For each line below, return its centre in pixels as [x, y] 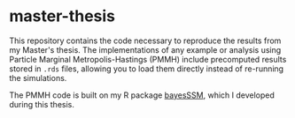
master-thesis [62, 16]
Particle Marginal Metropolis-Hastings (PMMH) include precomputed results [148, 59]
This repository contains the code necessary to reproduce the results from [145, 41]
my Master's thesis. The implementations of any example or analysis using [145, 49]
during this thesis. [42, 104]
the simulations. [38, 77]
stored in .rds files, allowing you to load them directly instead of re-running [147, 69]
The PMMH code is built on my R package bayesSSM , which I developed [142, 95]
